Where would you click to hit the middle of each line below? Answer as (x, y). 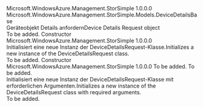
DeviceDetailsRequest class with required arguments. (74, 92)
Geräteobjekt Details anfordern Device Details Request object (83, 28)
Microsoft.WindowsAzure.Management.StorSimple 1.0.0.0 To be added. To (101, 66)
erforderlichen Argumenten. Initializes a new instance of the (81, 86)
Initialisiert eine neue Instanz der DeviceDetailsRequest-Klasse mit (90, 79)
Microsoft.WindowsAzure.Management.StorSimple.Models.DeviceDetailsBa (102, 15)
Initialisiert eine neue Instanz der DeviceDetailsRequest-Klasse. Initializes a (100, 47)
